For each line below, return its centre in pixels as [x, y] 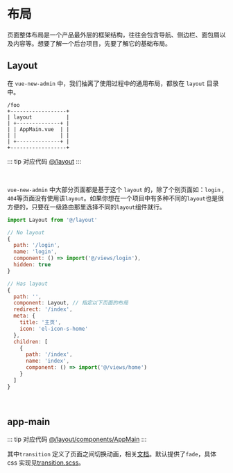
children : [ [31, 342]
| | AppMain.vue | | [38, 129]
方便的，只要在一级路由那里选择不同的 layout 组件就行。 [86, 207]
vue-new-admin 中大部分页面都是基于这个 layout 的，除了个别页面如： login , [115, 189]
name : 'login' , [35, 252]
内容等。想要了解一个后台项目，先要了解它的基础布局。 [92, 43]
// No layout [26, 232]
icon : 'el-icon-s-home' [54, 329]
